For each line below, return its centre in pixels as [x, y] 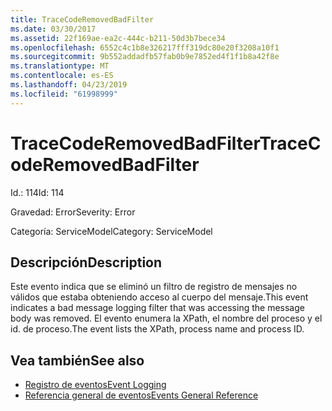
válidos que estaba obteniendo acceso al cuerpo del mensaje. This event [159, 297]
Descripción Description [86, 262]
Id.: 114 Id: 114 [37, 192]
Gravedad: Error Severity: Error [73, 212]
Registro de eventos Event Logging [95, 385]
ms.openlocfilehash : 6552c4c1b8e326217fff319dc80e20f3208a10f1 [145, 47]
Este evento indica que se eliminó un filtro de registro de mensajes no [154, 287]
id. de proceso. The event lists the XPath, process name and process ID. [157, 329]
